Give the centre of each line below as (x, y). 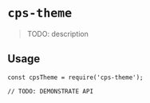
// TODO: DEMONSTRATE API (50, 91)
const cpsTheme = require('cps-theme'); (76, 77)
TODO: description (58, 34)
